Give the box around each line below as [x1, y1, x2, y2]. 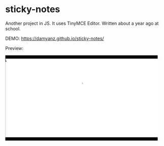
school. [5, 25, 21, 31]
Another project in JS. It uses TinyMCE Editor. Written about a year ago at [5, 20, 159, 26]
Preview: [5, 45, 24, 51]
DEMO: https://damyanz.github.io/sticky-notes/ [5, 35, 104, 41]
